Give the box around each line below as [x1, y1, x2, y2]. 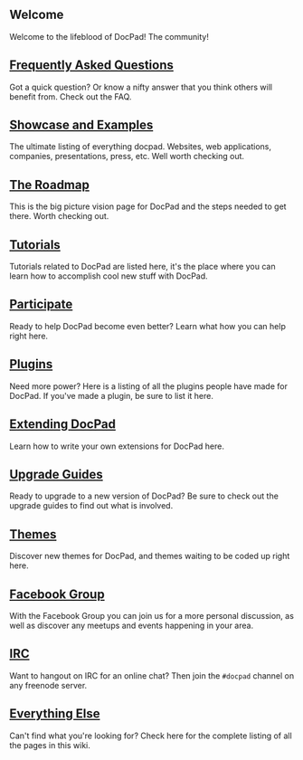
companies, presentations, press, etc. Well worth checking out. [9, 151, 245, 162]
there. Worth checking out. [9, 211, 109, 222]
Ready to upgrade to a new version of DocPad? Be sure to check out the [9, 490, 279, 501]
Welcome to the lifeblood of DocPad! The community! [9, 31, 210, 42]
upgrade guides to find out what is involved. [9, 500, 174, 511]
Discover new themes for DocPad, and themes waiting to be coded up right [9, 551, 290, 562]
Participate [9, 297, 73, 312]
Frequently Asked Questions [9, 58, 175, 73]
